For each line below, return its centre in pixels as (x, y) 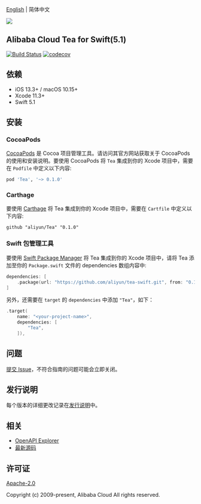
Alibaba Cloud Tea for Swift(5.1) (66, 40)
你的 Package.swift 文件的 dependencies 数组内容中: (81, 265)
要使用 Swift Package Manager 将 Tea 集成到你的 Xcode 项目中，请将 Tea (97, 258)
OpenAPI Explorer (37, 441)
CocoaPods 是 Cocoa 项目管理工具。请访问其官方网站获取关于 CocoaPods (98, 153)
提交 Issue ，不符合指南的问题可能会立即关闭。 (63, 369)
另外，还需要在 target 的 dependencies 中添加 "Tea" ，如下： (80, 300)
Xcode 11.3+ (30, 96)
